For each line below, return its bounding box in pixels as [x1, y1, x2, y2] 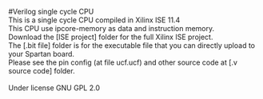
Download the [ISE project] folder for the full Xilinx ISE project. [8, 32, 213, 42]
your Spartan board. [8, 49, 74, 58]
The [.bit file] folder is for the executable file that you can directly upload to [8, 41, 256, 50]
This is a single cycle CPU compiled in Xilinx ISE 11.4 [8, 15, 181, 25]
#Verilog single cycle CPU [8, 7, 94, 16]
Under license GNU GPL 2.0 [8, 83, 100, 93]
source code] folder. [8, 66, 75, 75]
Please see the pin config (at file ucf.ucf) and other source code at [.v [8, 57, 238, 67]
